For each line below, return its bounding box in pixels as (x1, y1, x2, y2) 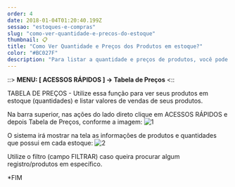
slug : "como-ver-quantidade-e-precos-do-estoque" (7, 30, 156, 37)
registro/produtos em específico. (7, 160, 103, 168)
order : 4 (7, 10, 33, 18)
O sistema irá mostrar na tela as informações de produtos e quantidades (7, 131, 217, 139)
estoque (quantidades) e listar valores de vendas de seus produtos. (7, 96, 203, 105)
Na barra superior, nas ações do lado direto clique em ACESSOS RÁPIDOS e (7, 110, 228, 118)
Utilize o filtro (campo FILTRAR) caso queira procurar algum (7, 152, 180, 160)
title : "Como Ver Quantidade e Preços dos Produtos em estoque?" (7, 43, 203, 50)
